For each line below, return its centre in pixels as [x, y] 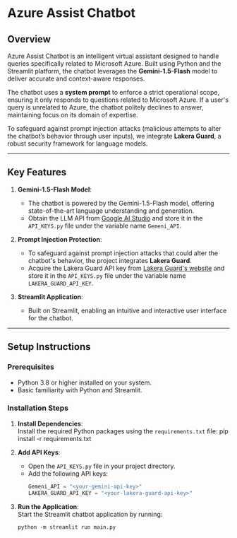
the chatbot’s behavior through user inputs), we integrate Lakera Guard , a [114, 136]
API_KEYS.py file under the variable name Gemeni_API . [105, 226]
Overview [29, 39]
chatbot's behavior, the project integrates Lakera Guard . [110, 260]
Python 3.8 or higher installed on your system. [85, 382]
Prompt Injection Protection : [60, 239]
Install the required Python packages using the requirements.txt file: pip [123, 431]
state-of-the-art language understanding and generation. [111, 211]
